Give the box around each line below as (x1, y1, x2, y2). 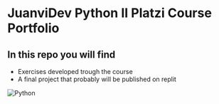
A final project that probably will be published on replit (17, 75, 176, 83)
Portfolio (7, 20, 60, 36)
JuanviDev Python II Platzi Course (7, 5, 212, 21)
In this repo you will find (7, 48, 116, 61)
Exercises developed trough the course (17, 68, 133, 76)
